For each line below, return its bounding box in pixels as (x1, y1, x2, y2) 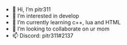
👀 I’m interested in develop (12, 12, 79, 19)
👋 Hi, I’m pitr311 (12, 6, 51, 13)
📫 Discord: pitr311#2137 (12, 32, 74, 39)
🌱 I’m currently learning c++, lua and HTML (12, 19, 121, 26)
